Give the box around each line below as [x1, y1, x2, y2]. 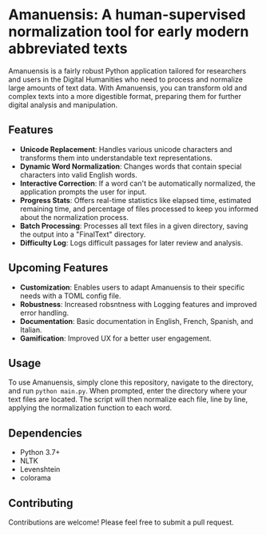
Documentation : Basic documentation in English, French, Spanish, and [19, 316, 253, 325]
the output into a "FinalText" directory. [19, 230, 146, 239]
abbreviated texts [8, 40, 128, 58]
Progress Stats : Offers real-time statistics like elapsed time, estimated [19, 195, 252, 205]
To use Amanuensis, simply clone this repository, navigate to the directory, [8, 377, 254, 387]
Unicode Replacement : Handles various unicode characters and [19, 144, 233, 154]
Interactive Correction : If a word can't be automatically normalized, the [19, 178, 256, 188]
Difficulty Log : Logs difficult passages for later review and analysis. [19, 238, 244, 247]
